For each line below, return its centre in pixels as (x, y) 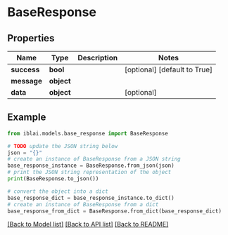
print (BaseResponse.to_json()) (53, 179)
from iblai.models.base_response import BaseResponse (88, 133)
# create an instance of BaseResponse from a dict (83, 204)
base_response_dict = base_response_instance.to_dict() (91, 198)
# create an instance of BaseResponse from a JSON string (94, 159)
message (26, 81)
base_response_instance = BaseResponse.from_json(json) (91, 166)
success (25, 69)
